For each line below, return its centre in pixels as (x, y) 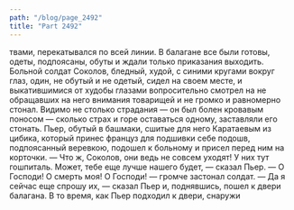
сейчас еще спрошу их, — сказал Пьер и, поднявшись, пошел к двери (145, 186)
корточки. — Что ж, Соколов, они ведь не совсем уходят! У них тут (139, 157)
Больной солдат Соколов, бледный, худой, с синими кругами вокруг (142, 71)
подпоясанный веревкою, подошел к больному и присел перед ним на (147, 147)
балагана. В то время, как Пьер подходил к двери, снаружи (125, 196)
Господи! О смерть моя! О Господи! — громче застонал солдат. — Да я (147, 176)
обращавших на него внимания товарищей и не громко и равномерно (145, 99)
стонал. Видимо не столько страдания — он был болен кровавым (137, 109)
